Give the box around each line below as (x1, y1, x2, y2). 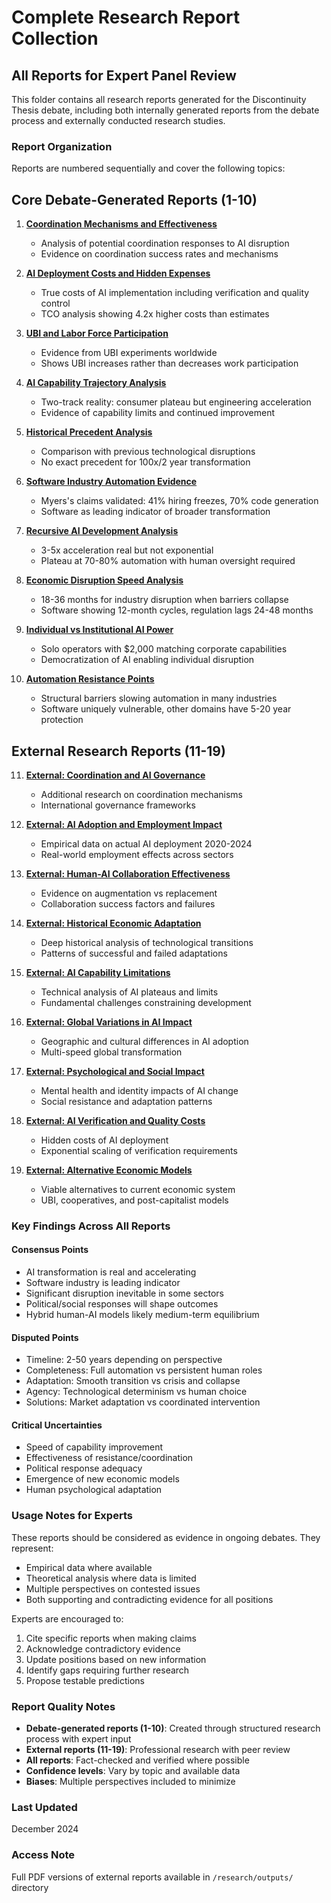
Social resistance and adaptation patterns (40, 1095, 213, 1107)
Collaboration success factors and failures (40, 897, 216, 910)
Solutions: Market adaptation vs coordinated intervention (25, 1396, 261, 1408)
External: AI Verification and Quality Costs (25, 1114, 206, 1126)
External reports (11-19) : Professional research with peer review (25, 1744, 291, 1756)
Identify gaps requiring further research (25, 1664, 190, 1676)
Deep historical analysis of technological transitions (40, 936, 254, 948)
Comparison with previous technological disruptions (40, 446, 256, 458)
